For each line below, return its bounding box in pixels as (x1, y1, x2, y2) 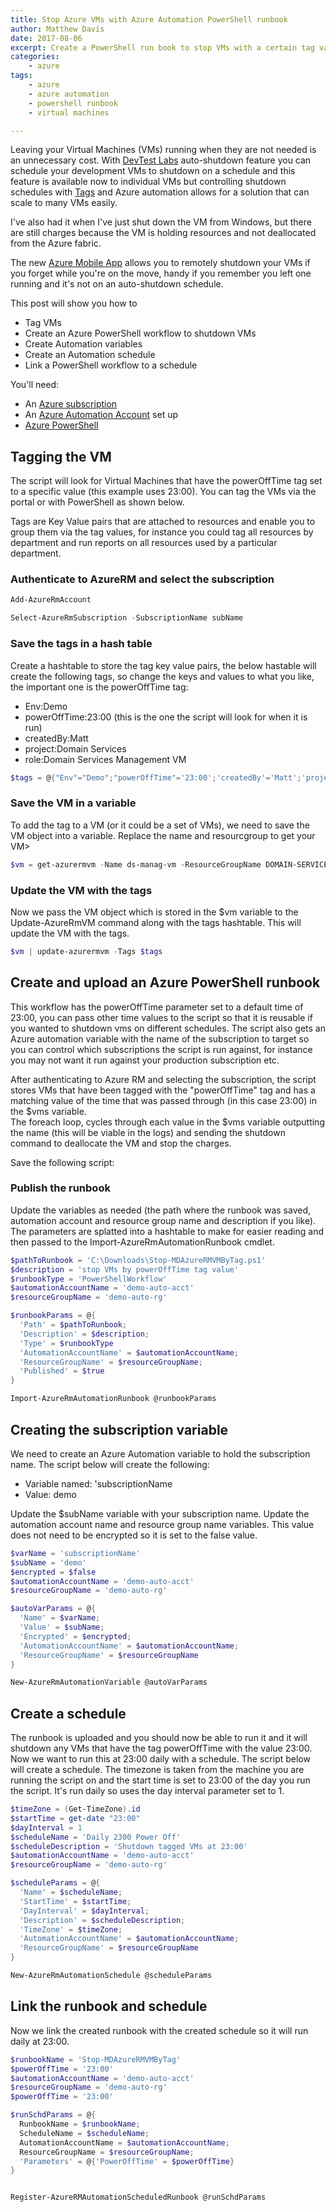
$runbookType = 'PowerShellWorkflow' (10, 1274, 168, 1284)
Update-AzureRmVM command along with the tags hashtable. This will (10, 916, 302, 928)
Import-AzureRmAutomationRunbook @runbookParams (10, 1394, 217, 1404)
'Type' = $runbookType (19, 1338, 114, 1348)
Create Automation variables (24, 338, 143, 350)
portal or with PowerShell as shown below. (10, 496, 185, 508)
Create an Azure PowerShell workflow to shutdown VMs (24, 327, 257, 340)
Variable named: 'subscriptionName (24, 1477, 173, 1490)
